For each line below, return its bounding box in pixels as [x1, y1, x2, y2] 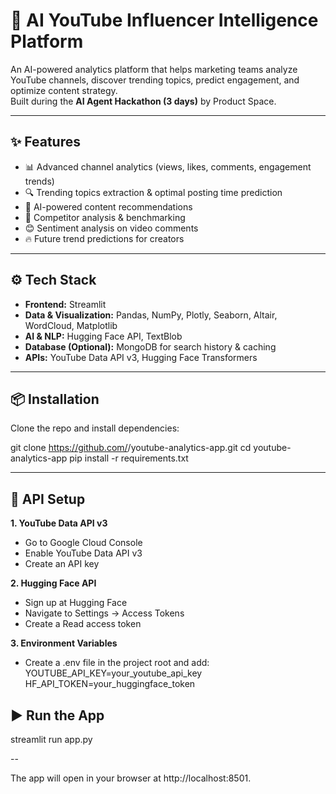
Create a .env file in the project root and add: [24, 657, 210, 669]
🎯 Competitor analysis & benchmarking [24, 211, 186, 223]
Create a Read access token [24, 618, 142, 630]
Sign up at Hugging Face [24, 597, 128, 609]
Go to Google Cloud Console [24, 537, 143, 549]
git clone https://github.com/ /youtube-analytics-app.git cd [10, 442, 252, 454]
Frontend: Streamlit [24, 298, 107, 310]
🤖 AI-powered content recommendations [24, 200, 193, 213]
